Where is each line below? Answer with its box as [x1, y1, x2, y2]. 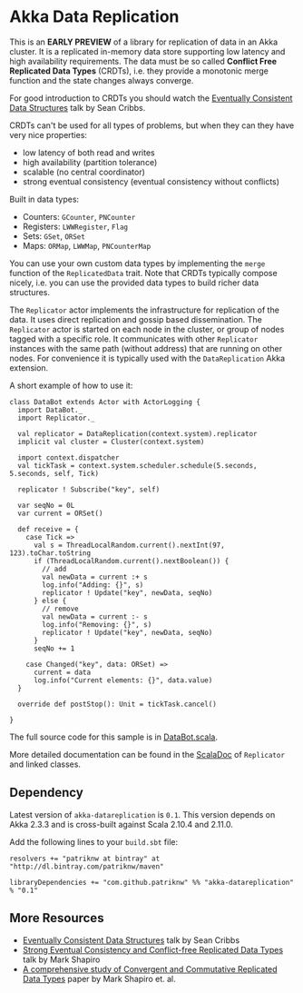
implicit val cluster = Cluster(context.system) [17, 437, 205, 446]
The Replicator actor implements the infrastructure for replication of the [9, 304, 279, 315]
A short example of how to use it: [9, 380, 133, 391]
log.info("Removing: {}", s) [42, 620, 152, 629]
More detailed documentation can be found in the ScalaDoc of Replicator [9, 749, 286, 760]
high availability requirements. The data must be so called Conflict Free [9, 55, 278, 66]
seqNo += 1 [33, 643, 75, 653]
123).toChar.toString [9, 548, 92, 558]
